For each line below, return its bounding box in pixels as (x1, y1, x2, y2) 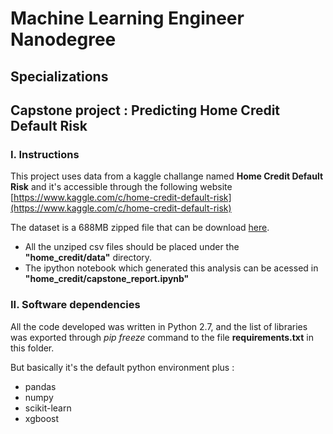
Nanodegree (10, 28, 117, 51)
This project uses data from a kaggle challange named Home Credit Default (10, 170, 324, 182)
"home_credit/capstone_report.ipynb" (24, 273, 190, 285)
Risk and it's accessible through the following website (10, 181, 233, 193)
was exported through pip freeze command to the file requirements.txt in (10, 331, 314, 343)
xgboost (24, 412, 60, 424)
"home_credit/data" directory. (24, 252, 153, 264)
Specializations (10, 68, 109, 85)
